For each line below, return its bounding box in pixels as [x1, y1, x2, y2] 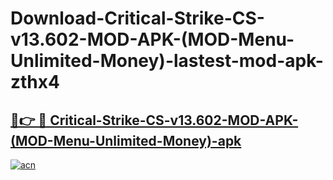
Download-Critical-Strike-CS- [10, 7, 265, 30]
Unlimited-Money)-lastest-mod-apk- [10, 50, 324, 72]
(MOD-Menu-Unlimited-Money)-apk [10, 132, 242, 149]
